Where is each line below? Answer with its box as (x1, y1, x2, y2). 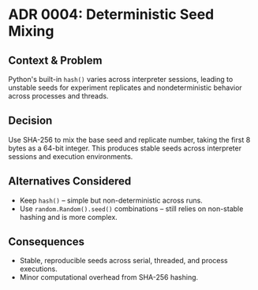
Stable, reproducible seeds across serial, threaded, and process (19, 256, 229, 266)
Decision (8, 114, 53, 128)
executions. (19, 264, 58, 273)
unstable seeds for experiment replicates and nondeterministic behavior (8, 83, 242, 92)
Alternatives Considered (8, 175, 132, 188)
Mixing (8, 22, 54, 40)
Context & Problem (8, 54, 103, 67)
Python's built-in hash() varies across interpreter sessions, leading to (8, 75, 234, 84)
